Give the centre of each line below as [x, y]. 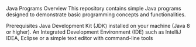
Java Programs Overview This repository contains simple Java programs [94, 8]
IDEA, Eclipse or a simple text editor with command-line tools [80, 38]
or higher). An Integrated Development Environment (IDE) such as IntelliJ [94, 32]
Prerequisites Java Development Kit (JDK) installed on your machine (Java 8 [98, 26]
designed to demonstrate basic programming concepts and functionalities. [96, 15]
